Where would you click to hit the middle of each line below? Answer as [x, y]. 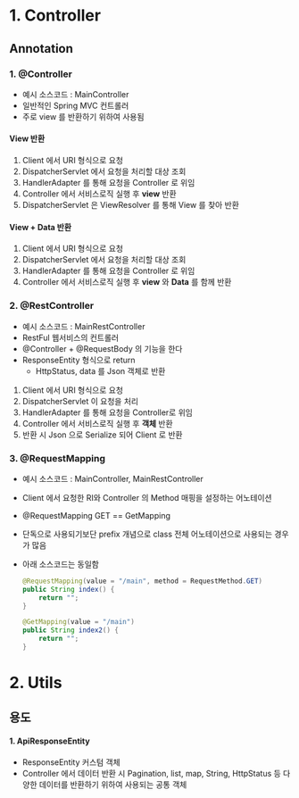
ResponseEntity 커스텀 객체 [71, 762]
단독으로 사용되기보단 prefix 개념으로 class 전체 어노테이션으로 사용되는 [147, 534]
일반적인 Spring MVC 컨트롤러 [75, 105]
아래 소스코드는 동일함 [61, 564]
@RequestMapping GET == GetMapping [96, 515]
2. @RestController [52, 306]
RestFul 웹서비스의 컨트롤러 [70, 337]
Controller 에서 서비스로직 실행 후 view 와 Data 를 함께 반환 [127, 282]
